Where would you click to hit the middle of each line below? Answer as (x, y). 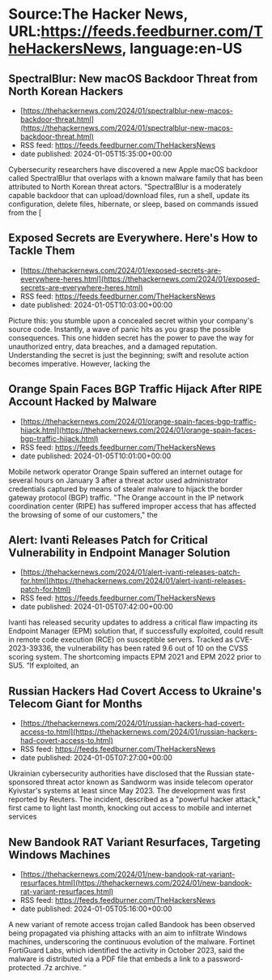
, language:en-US (182, 49)
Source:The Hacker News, (98, 14)
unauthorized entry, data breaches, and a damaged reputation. (113, 346)
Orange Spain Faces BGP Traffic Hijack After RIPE (136, 389)
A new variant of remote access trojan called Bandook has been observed (132, 925)
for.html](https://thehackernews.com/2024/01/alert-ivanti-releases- (133, 581)
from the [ (25, 213)
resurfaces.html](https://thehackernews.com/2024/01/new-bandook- (136, 883)
